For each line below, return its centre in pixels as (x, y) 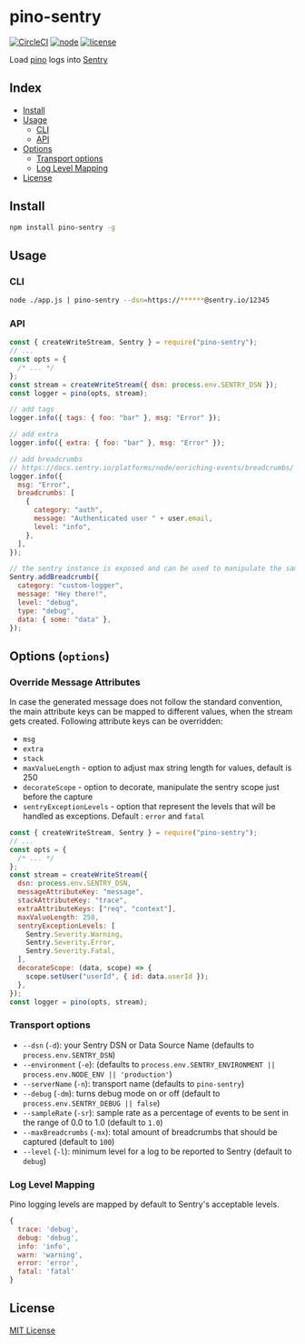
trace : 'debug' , (48, 1229)
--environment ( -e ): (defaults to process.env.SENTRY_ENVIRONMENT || (149, 1064)
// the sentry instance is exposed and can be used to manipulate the (146, 569)
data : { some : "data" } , (64, 619)
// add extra (34, 435)
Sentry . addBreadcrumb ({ (54, 577)
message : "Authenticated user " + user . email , (123, 519)
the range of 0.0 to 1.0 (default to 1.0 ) (93, 1122)
